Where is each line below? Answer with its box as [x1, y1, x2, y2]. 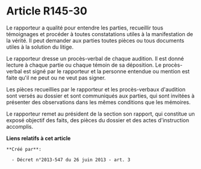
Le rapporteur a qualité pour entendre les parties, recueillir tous [6, 24, 164, 31]
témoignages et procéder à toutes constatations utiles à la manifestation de [6, 30, 194, 37]
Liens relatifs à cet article [6, 134, 71, 142]
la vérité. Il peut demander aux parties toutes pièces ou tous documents [6, 37, 185, 44]
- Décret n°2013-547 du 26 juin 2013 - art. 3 [11, 156, 131, 163]
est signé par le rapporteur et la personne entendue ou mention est [23, 67, 190, 75]
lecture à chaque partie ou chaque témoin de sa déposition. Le [6, 61, 162, 69]
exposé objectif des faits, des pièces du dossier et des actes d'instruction [6, 116, 190, 124]
